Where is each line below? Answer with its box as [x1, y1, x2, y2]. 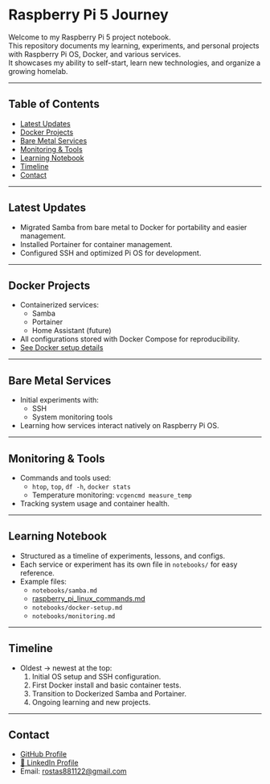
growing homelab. [8, 66, 68, 76]
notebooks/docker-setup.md [31, 604, 123, 612]
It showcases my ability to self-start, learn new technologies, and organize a [8, 58, 261, 68]
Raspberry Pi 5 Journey [8, 6, 169, 24]
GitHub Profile [19, 749, 67, 759]
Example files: [19, 576, 67, 586]
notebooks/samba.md [31, 586, 98, 595]
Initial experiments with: [19, 395, 99, 405]
